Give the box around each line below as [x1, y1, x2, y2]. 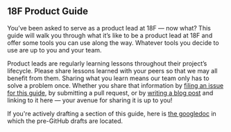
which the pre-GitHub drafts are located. [7, 117, 123, 125]
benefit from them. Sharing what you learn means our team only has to [7, 74, 209, 82]
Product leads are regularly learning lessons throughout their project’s [7, 59, 207, 68]
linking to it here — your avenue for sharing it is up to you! [7, 96, 173, 104]
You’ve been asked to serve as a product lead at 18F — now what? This [7, 23, 212, 32]
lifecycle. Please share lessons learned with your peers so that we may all [7, 66, 218, 75]
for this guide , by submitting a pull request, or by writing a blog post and [7, 88, 214, 97]
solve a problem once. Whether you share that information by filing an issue [7, 81, 224, 89]
